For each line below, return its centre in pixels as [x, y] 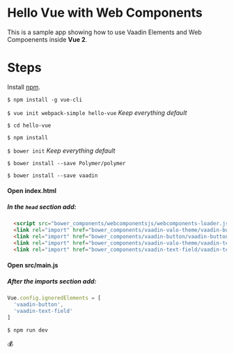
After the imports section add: [52, 281]
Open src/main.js [33, 265]
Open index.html [32, 191]
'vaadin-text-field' [43, 311]
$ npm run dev [28, 330]
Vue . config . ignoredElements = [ [54, 298]
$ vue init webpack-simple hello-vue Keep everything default [97, 112]
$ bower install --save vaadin [53, 176]
